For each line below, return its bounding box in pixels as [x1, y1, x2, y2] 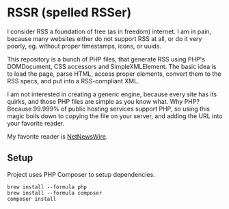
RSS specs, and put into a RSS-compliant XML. [7, 76, 139, 85]
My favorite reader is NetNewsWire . [7, 132, 108, 141]
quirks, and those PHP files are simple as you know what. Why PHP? [7, 97, 200, 105]
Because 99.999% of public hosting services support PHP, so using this [7, 104, 211, 113]
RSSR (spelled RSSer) [7, 5, 132, 20]
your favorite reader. [7, 119, 65, 127]
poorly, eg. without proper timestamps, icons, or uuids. [7, 42, 162, 50]
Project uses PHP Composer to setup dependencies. [7, 170, 155, 178]
